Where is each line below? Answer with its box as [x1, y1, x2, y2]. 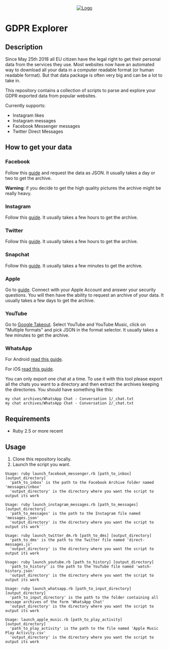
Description [5, 42, 43, 51]
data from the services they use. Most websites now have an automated [5, 62, 155, 67]
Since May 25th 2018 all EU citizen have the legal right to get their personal [5, 56, 161, 62]
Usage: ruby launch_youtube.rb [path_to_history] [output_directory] [5, 560, 154, 565]
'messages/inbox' [5, 485, 42, 490]
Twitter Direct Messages [12, 128, 63, 134]
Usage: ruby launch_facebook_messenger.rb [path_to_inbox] [5, 471, 132, 477]
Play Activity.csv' [5, 630, 46, 636]
